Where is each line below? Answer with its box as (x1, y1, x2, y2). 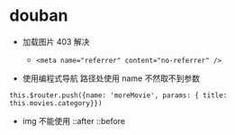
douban (9, 5, 68, 26)
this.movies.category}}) (9, 98, 103, 108)
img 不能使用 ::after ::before (22, 115, 126, 126)
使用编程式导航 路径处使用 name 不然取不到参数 (22, 73, 201, 84)
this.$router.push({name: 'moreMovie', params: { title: (9, 91, 228, 100)
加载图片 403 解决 (22, 36, 90, 47)
